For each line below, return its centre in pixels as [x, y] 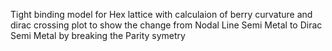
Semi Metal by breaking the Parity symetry [98, 35]
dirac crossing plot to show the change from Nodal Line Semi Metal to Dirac [166, 25]
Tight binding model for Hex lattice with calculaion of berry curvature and [161, 14]
